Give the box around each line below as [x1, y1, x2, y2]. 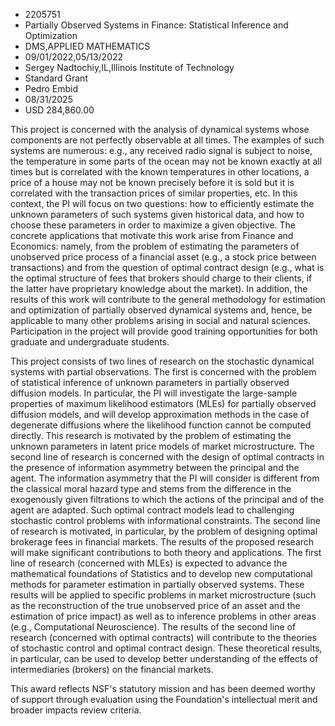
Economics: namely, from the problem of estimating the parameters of [10, 240, 300, 252]
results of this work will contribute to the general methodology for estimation [10, 294, 326, 305]
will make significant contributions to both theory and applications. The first [10, 547, 322, 558]
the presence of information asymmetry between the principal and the [10, 462, 300, 473]
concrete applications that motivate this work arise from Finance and [10, 230, 294, 241]
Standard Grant [24, 72, 88, 84]
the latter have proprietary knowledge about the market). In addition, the [10, 283, 308, 294]
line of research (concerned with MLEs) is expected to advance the [10, 557, 288, 569]
